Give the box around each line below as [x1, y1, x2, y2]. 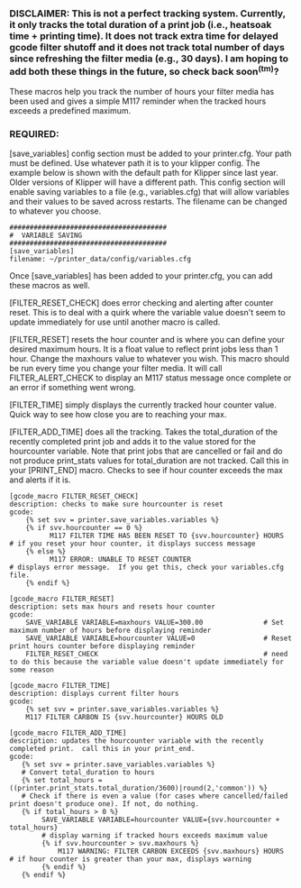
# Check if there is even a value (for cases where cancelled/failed [21, 792, 288, 801]
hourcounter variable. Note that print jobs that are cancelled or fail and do [9, 445, 283, 457]
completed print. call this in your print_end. [9, 745, 196, 754]
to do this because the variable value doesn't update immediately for [9, 657, 284, 667]
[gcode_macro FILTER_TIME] [9, 682, 111, 691]
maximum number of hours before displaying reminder [9, 626, 212, 636]
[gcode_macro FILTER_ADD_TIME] [9, 728, 127, 737]
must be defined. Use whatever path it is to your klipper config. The [9, 158, 260, 169]
